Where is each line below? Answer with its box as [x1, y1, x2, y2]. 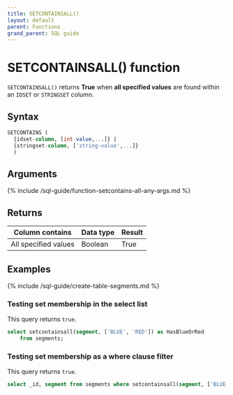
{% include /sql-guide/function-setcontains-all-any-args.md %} [7, 187, 191, 195]
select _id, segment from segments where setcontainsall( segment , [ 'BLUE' [7, 381, 230, 388]
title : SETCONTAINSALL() [7, 10, 80, 17]
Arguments [7, 168, 58, 180]
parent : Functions [7, 23, 61, 30]
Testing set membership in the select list [7, 299, 148, 308]
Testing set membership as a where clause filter [7, 351, 174, 361]
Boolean [81, 239, 109, 249]
